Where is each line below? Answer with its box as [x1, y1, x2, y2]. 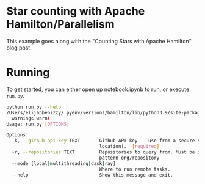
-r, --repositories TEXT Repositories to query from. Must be [12, 149, 195, 155]
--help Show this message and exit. [12, 172, 173, 178]
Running [6, 65, 50, 79]
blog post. [6, 44, 32, 51]
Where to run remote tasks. [99, 166, 171, 172]
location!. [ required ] [99, 144, 160, 150]
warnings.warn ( [12, 115, 51, 122]
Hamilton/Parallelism [6, 17, 115, 31]
